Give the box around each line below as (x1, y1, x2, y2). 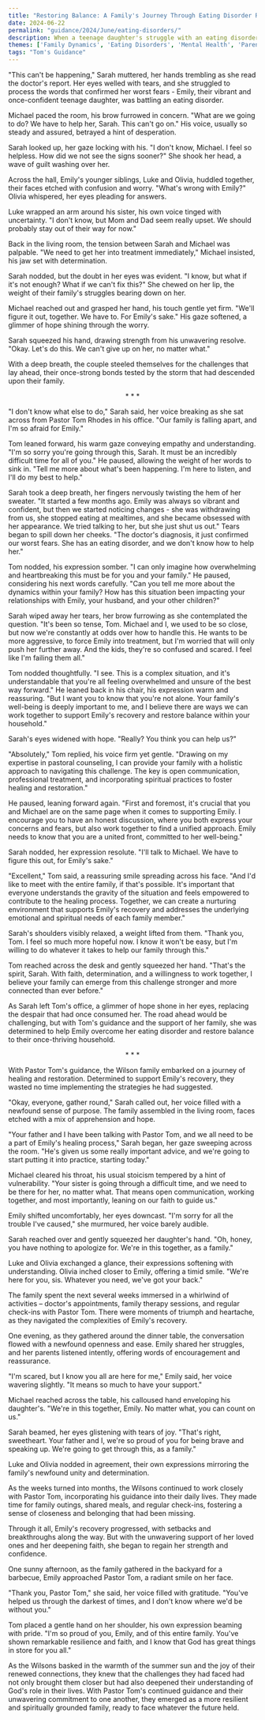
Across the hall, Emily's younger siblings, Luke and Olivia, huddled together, (8, 175, 255, 184)
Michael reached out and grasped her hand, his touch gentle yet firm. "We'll (8, 304, 255, 313)
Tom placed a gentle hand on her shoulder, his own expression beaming (8, 1620, 243, 1630)
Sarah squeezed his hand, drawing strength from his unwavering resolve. (8, 335, 246, 345)
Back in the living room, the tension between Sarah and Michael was (8, 239, 230, 248)
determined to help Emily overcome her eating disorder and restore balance (8, 1026, 255, 1036)
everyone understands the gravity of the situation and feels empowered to (8, 888, 250, 897)
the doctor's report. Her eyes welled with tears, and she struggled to (8, 78, 231, 88)
